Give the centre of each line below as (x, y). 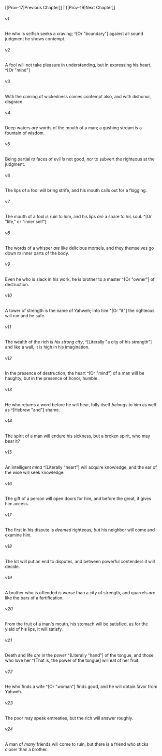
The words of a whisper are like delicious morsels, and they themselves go (80, 248)
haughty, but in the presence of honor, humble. (52, 378)
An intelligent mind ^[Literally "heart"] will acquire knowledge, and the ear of (81, 467)
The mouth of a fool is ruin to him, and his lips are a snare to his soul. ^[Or (79, 217)
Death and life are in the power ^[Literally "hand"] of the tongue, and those (79, 655)
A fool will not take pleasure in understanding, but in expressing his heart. (78, 65)
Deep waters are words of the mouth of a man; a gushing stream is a (74, 128)
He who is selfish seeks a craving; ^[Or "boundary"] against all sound (74, 34)
